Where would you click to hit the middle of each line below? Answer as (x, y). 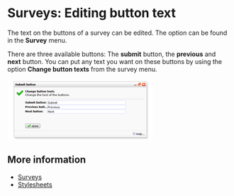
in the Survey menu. (37, 40)
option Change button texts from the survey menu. (82, 69)
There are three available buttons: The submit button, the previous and (112, 54)
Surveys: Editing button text (91, 13)
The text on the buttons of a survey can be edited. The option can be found (117, 33)
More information (47, 160)
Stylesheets (35, 184)
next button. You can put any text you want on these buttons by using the (115, 61)
